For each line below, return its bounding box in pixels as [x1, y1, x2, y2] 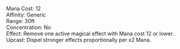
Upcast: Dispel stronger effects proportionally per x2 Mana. [6, 37, 152, 43]
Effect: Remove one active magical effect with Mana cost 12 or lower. [6, 30, 175, 37]
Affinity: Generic [6, 11, 46, 18]
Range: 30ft [6, 18, 35, 24]
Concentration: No [6, 24, 52, 31]
